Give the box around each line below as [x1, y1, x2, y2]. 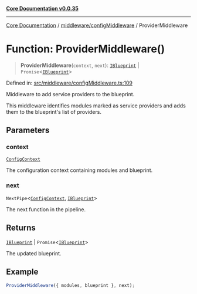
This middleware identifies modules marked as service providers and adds [6, 102, 186, 109]
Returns [6, 223, 36, 233]
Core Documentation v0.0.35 [6, 5, 79, 12]
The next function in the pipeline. [6, 205, 86, 213]
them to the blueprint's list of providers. [6, 108, 101, 115]
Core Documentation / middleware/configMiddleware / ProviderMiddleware [6, 22, 188, 29]
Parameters [6, 126, 50, 136]
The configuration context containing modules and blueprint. [6, 167, 153, 174]
